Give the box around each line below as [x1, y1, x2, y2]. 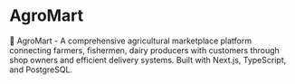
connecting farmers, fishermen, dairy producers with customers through [9, 44, 281, 55]
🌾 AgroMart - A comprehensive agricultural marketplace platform [9, 35, 252, 46]
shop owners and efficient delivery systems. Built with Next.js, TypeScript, [9, 54, 287, 65]
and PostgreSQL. [9, 64, 73, 75]
